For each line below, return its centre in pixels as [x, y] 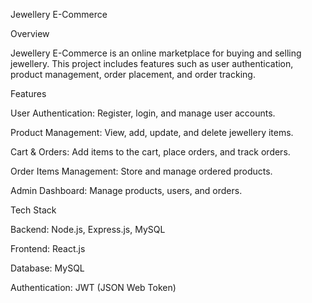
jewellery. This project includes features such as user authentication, [152, 63]
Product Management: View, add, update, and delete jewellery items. [152, 132]
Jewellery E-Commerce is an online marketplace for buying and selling [156, 53]
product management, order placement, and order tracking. [133, 74]
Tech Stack [33, 210]
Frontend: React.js [48, 248]
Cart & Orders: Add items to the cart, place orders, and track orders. [150, 152]
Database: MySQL [47, 268]
